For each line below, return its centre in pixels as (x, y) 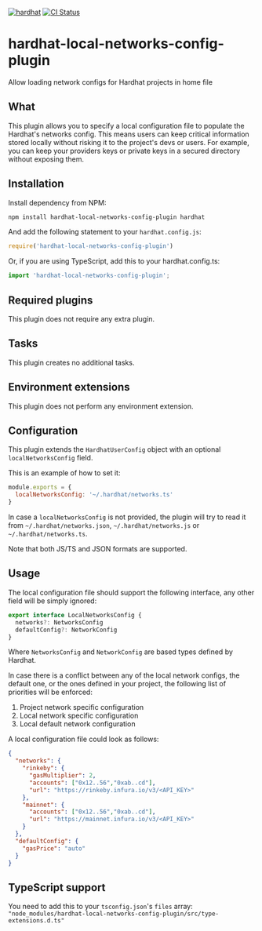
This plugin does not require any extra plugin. (82, 319)
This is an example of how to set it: (64, 473)
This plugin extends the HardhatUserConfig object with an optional (115, 449)
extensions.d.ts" (36, 921)
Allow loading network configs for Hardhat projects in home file (111, 82)
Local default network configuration (77, 724)
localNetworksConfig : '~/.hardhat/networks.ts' (95, 495)
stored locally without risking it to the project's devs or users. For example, (129, 142)
